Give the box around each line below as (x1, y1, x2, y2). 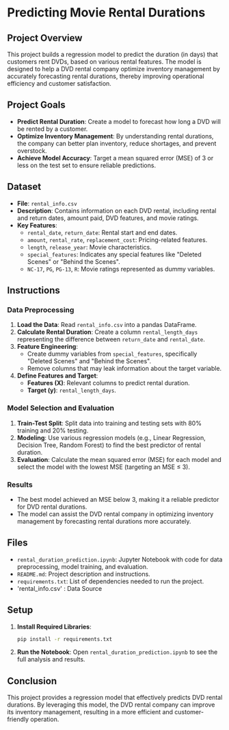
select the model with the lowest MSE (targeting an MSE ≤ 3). (16, 463, 190, 471)
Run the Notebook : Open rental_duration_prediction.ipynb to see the (16, 648, 218, 656)
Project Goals (7, 99, 66, 111)
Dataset (7, 181, 42, 193)
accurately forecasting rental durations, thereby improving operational (7, 72, 204, 80)
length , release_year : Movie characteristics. (27, 243, 152, 251)
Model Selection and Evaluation (7, 403, 115, 413)
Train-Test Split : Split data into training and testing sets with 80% (16, 419, 202, 427)
